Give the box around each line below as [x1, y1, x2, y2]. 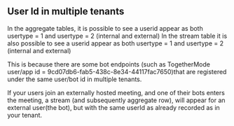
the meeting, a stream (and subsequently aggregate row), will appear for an [7, 96, 226, 104]
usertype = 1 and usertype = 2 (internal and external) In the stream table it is [7, 31, 228, 40]
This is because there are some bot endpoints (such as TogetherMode [7, 59, 210, 69]
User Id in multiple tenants [7, 6, 125, 17]
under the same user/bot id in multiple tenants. [7, 75, 142, 83]
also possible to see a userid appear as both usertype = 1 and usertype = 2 [7, 38, 224, 48]
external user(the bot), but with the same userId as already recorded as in [7, 103, 221, 111]
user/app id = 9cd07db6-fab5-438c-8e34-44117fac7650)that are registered [7, 67, 227, 76]
